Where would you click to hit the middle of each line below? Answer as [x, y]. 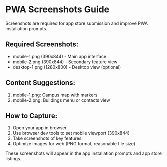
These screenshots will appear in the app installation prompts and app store [83, 153]
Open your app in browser [39, 128]
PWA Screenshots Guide [57, 9]
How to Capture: [31, 116]
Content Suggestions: [40, 83]
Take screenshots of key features [47, 138]
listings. [13, 159]
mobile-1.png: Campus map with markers [55, 95]
